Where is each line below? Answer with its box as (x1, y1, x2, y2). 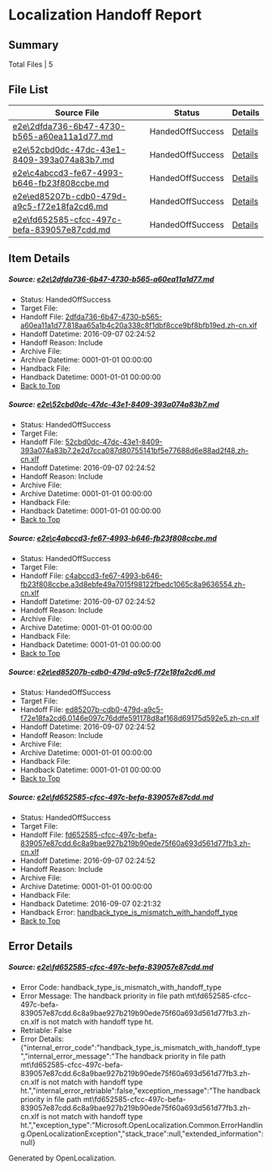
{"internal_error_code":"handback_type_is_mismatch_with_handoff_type (19, 1043, 261, 1053)
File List (8, 83, 49, 97)
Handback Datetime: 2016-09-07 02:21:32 (19, 899, 162, 909)
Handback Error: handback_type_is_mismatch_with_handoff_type (19, 907, 238, 917)
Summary (8, 38, 59, 52)
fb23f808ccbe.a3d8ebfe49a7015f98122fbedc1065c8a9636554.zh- (19, 580, 246, 590)
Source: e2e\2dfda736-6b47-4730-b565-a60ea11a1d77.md (8, 274, 215, 284)
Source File (54, 107, 100, 118)
